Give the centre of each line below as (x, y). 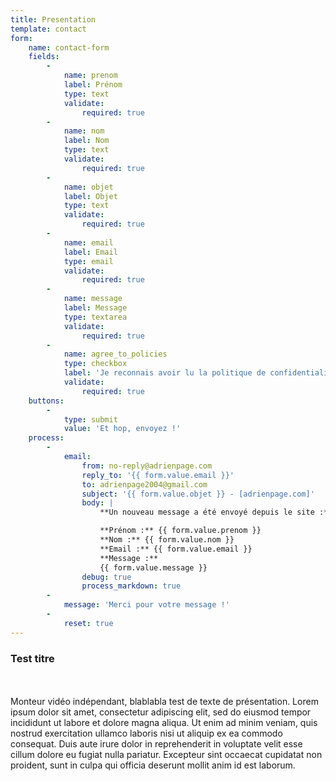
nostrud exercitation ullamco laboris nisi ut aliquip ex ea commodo (146, 733)
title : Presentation (53, 19)
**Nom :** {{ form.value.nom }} (167, 540)
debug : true (106, 577)
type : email (88, 261)
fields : (44, 57)
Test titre (32, 658)
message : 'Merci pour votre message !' (146, 605)
